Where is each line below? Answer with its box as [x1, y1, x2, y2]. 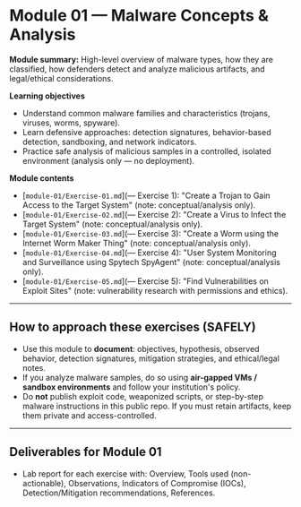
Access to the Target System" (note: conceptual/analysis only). [21, 199, 256, 211]
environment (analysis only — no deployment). [21, 155, 195, 166]
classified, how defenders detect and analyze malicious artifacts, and [9, 64, 266, 74]
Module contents [9, 172, 74, 184]
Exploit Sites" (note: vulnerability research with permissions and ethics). [21, 285, 288, 296]
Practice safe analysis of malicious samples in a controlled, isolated [21, 145, 271, 157]
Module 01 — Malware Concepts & [9, 5, 269, 26]
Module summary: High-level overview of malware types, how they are [9, 54, 273, 64]
